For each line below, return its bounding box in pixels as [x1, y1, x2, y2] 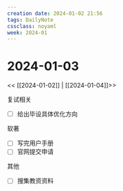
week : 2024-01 [7, 29, 48, 36]
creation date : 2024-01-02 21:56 [7, 10, 103, 17]
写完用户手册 [16, 139, 54, 147]
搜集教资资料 [16, 177, 54, 185]
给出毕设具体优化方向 [16, 110, 78, 118]
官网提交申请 [16, 148, 54, 156]
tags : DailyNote [7, 16, 54, 23]
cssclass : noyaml [7, 23, 57, 29]
